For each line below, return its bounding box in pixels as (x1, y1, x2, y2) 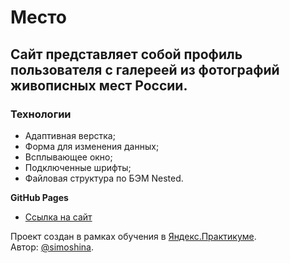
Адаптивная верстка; (24, 129, 116, 141)
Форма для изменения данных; (24, 140, 160, 152)
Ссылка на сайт (24, 211, 93, 223)
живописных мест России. (10, 77, 188, 94)
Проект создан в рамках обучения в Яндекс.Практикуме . (10, 230, 257, 242)
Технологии (10, 107, 72, 121)
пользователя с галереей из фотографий (10, 61, 280, 78)
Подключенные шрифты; (24, 161, 132, 173)
